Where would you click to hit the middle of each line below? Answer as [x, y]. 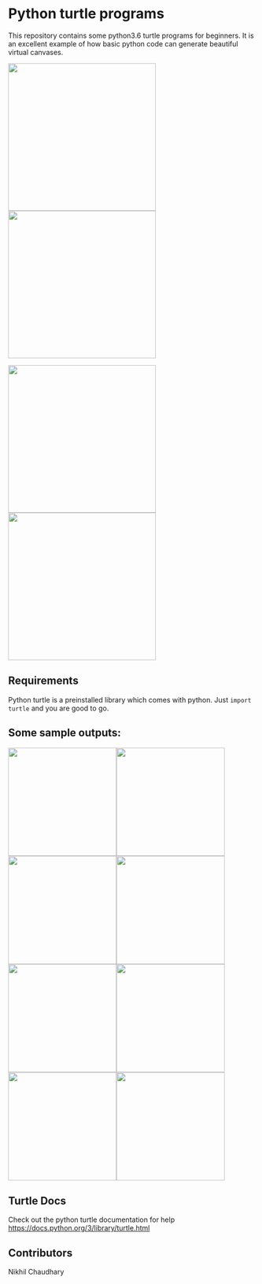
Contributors [41, 1253]
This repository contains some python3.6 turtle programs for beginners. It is [131, 35]
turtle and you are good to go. [59, 708]
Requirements [43, 681]
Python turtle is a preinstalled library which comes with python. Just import [130, 699]
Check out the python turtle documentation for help [92, 1219]
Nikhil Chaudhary [36, 1272]
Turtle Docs [37, 1201]
